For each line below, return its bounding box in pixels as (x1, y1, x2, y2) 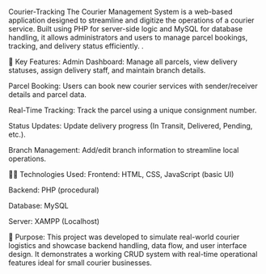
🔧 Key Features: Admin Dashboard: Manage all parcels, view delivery (8, 57, 238, 66)
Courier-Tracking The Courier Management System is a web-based (8, 7, 233, 16)
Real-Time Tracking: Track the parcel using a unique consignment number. (8, 105, 257, 115)
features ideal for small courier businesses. (8, 258, 152, 268)
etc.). (8, 129, 26, 139)
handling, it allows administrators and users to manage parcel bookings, (8, 32, 248, 42)
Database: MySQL (8, 201, 69, 210)
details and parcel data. (8, 90, 87, 99)
